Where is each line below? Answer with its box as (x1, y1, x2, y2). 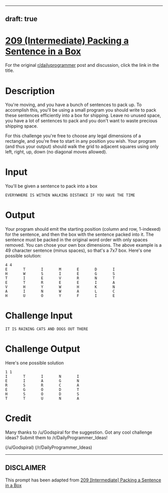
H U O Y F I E (5, 293, 115, 299)
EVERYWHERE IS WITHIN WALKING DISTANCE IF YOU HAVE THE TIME (5, 193, 135, 198)
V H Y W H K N (5, 284, 115, 289)
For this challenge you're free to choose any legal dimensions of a (5, 133, 141, 139)
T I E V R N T (5, 276, 115, 281)
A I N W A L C (5, 289, 115, 294)
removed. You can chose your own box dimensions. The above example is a (5, 242, 162, 248)
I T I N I (5, 374, 79, 379)
